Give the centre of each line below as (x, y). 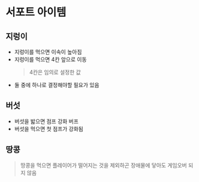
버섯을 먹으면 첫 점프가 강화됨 (49, 129)
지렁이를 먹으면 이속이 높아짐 (48, 52)
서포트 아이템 (36, 12)
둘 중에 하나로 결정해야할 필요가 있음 (57, 85)
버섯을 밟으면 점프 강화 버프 (46, 121)
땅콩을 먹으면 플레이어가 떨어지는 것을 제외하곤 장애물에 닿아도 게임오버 (103, 165)
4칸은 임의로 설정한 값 (55, 72)
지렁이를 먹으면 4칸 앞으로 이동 (51, 59)
